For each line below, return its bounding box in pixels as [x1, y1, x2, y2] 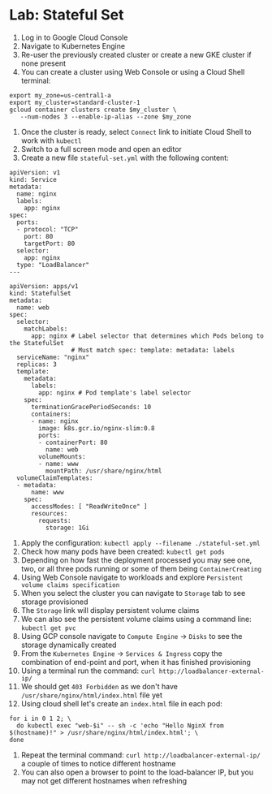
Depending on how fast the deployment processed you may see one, [20, 555, 253, 565]
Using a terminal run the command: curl [20, 666, 156, 675]
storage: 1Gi [45, 524, 90, 532]
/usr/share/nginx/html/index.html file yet [20, 690, 163, 700]
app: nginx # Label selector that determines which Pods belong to [30, 331, 265, 340]
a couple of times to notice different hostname [20, 758, 176, 768]
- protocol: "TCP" [16, 225, 80, 233]
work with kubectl [20, 136, 82, 145]
